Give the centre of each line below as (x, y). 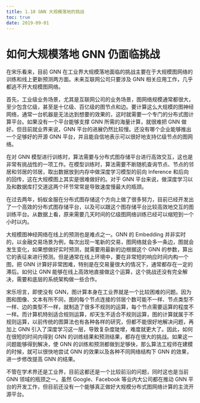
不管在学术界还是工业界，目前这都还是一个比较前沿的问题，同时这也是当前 (97, 372)
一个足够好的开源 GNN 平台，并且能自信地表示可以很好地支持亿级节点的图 (97, 137)
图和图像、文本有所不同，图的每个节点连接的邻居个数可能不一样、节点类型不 (100, 300)
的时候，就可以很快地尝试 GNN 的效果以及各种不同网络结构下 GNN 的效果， (99, 352)
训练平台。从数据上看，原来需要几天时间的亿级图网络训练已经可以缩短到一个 (100, 214)
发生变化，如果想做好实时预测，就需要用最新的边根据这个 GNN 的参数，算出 (100, 250)
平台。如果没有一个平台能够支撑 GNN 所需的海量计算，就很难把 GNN (96, 122)
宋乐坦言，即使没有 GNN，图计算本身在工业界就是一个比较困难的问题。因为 (99, 292)
